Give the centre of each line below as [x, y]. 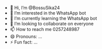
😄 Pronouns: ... [26, 36]
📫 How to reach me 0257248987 [45, 29]
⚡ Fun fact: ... [24, 42]
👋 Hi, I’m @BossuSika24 [35, 8]
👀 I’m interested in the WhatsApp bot [48, 13]
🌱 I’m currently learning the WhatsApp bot [53, 18]
